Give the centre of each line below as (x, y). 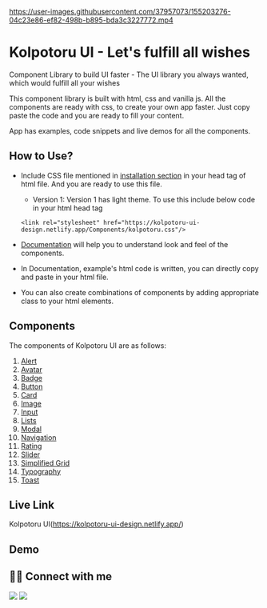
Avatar (31, 369)
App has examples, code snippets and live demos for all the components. (130, 130)
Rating (31, 446)
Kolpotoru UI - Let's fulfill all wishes (130, 52)
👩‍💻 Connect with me (61, 576)
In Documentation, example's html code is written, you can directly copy (139, 268)
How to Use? (41, 156)
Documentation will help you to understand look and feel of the (124, 244)
